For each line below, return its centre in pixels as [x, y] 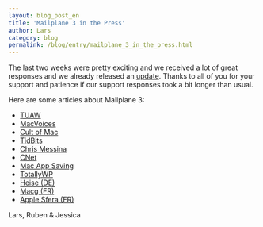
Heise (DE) [37, 183]
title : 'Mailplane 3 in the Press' [67, 23]
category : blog [33, 38]
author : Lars [30, 30]
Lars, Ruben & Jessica [44, 215]
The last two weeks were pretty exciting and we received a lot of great [123, 67]
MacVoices [38, 124]
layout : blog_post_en [44, 15]
